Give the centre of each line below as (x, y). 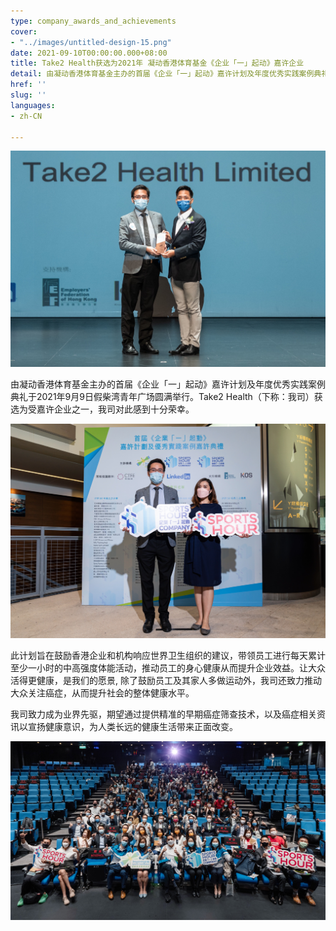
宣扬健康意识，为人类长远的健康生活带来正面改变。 (132, 726)
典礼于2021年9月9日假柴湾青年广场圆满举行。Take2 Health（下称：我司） (162, 396)
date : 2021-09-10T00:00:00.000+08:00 (89, 53)
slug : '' (28, 95)
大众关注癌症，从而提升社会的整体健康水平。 (102, 692)
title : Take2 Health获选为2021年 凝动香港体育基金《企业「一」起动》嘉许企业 (157, 63)
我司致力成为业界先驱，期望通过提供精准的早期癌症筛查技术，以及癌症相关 (163, 714)
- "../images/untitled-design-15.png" (91, 42)
